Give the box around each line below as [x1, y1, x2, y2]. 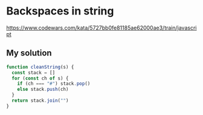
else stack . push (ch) [17, 86, 69, 93]
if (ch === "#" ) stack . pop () [17, 81, 91, 87]
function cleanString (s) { [6, 64, 74, 70]
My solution [6, 48, 53, 58]
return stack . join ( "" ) [11, 98, 69, 104]
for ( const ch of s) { [11, 75, 69, 81]
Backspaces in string [6, 4, 114, 18]
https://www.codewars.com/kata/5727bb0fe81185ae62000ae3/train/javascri [6, 24, 197, 31]
